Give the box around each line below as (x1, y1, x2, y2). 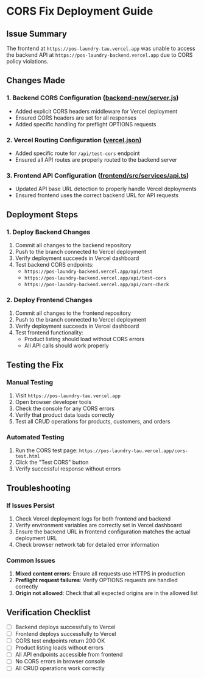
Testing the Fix (6, 359, 64, 370)
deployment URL (15, 534, 58, 541)
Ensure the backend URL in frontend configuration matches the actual (15, 528, 191, 535)
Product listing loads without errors (15, 644, 104, 651)
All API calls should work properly (24, 342, 109, 349)
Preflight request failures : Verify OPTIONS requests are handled (15, 577, 178, 584)
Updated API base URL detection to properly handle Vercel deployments (15, 185, 197, 193)
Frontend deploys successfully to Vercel (15, 630, 116, 638)
